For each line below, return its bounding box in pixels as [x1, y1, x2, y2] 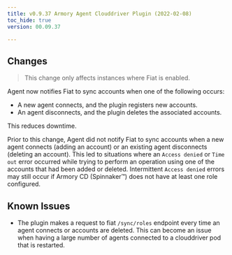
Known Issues [7, 200, 71, 212]
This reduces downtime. [7, 122, 77, 130]
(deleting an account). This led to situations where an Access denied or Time [7, 150, 225, 159]
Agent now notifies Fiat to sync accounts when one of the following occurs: [7, 87, 225, 96]
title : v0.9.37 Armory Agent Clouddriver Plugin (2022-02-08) [7, 10, 192, 17]
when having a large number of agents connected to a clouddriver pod [17, 233, 222, 242]
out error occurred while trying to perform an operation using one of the [7, 158, 215, 166]
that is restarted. [17, 241, 65, 249]
